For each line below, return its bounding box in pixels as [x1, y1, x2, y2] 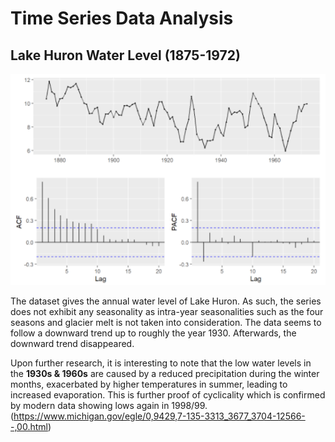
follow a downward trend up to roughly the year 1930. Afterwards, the [10, 327, 297, 339]
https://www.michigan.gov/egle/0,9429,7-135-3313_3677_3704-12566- [13, 410, 306, 422]
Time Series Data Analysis [10, 7, 234, 30]
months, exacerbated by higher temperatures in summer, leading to [10, 378, 288, 390]
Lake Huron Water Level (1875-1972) [10, 47, 241, 64]
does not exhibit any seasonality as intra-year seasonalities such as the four [10, 305, 324, 317]
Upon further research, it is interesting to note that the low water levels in [10, 357, 312, 369]
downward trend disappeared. [10, 337, 135, 349]
